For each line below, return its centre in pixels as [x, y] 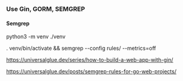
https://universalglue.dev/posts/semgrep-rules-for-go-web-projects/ [91, 71]
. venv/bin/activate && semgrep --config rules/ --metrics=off [81, 48]
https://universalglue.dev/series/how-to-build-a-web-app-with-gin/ [90, 60]
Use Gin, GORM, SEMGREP [46, 9]
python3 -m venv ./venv [36, 37]
